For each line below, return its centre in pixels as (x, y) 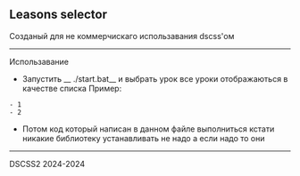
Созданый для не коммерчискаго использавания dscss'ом (122, 36)
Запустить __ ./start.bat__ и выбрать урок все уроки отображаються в (155, 78)
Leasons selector (58, 15)
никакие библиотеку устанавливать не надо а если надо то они (143, 138)
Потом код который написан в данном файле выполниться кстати (148, 129)
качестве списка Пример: (72, 88)
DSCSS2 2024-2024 (47, 164)
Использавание (39, 61)
